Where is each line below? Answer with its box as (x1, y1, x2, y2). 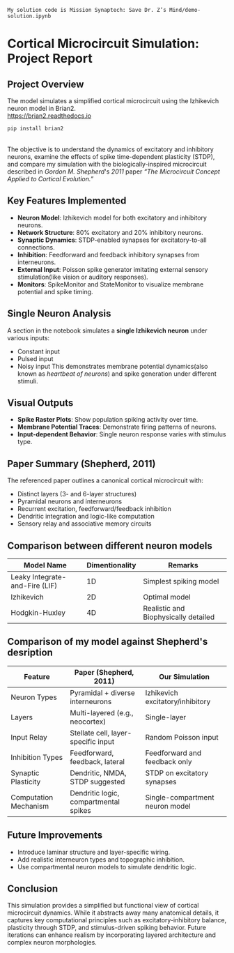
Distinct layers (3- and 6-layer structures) (17, 490, 137, 498)
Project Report (7, 51, 93, 66)
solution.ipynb (7, 13, 52, 20)
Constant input (17, 347, 61, 356)
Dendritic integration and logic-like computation (17, 512, 155, 521)
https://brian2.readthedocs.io (7, 112, 92, 120)
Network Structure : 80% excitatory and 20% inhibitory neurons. (17, 228, 203, 236)
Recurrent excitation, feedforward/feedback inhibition (17, 505, 172, 513)
